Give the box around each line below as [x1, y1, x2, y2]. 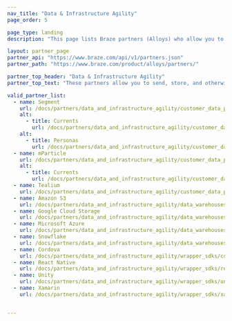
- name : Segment [13, 98, 60, 106]
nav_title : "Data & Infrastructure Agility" [7, 10, 137, 17]
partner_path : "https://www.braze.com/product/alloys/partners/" [7, 61, 199, 68]
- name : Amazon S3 [13, 195, 67, 202]
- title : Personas [25, 137, 79, 144]
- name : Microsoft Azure [13, 220, 85, 228]
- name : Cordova [13, 246, 60, 253]
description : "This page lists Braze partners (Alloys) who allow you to [7, 35, 224, 42]
